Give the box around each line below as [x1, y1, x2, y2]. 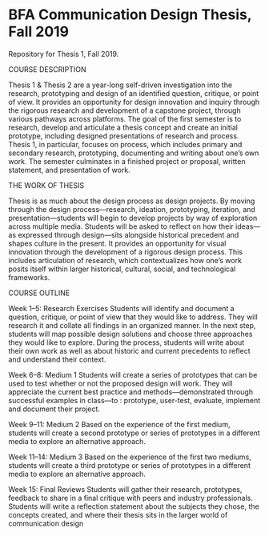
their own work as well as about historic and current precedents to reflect [8, 346, 251, 355]
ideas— [235, 222, 261, 231]
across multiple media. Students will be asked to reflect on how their [8, 222, 234, 231]
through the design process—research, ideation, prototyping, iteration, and [8, 204, 256, 214]
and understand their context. [8, 354, 106, 364]
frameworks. [8, 272, 50, 282]
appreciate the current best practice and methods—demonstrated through [8, 386, 254, 397]
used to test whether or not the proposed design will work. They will [8, 378, 233, 388]
